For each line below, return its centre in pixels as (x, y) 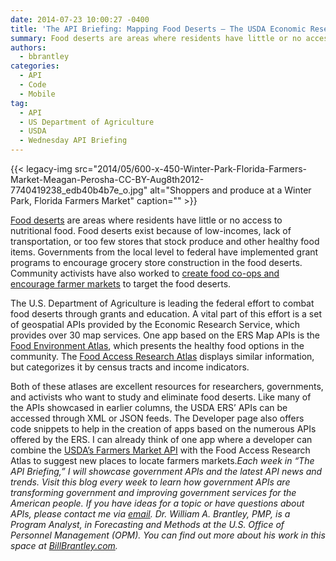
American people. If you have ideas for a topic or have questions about (157, 503)
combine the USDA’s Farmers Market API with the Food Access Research (160, 450)
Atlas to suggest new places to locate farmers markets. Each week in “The (162, 460)
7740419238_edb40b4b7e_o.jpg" (79, 190)
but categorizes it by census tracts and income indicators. (130, 367)
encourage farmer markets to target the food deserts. (121, 284)
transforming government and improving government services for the (153, 492)
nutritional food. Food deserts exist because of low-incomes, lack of (151, 230)
